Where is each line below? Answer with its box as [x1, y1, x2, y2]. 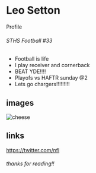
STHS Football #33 [6, 37, 53, 44]
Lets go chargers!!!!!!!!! [14, 81, 70, 88]
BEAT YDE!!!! [14, 68, 46, 75]
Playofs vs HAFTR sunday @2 [14, 74, 88, 81]
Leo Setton [6, 4, 60, 17]
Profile [6, 23, 23, 30]
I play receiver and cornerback [14, 62, 90, 69]
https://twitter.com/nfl [6, 146, 60, 153]
